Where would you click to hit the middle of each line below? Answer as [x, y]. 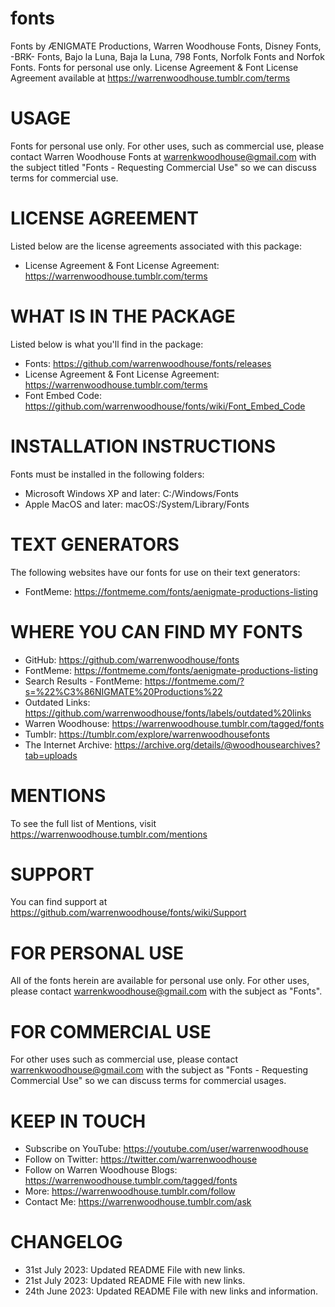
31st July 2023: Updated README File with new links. [135, 1270]
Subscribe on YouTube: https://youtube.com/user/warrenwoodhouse [166, 1149]
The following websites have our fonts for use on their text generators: [155, 572]
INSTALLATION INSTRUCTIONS [143, 446]
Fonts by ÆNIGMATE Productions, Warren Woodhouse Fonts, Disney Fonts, [166, 46]
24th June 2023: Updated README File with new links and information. [171, 1291]
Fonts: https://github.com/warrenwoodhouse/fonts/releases [148, 363]
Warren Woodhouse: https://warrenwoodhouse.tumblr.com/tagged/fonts [174, 723]
